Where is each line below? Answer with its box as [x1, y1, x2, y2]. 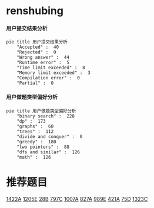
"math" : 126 [16, 154, 51, 160]
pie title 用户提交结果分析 [6, 39, 68, 45]
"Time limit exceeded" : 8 [16, 65, 85, 71]
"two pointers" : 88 [16, 144, 69, 150]
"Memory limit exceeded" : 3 [16, 70, 91, 76]
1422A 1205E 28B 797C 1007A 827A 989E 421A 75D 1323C [6, 195, 148, 202]
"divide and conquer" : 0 [16, 133, 83, 139]
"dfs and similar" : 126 [16, 149, 81, 155]
